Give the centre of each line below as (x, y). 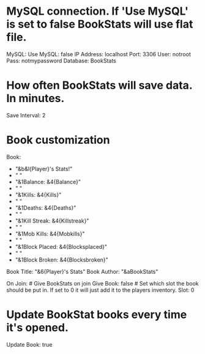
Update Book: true (29, 344)
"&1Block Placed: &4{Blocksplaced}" (61, 246)
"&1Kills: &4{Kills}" (38, 194)
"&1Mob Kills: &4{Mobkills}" (50, 234)
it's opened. (38, 328)
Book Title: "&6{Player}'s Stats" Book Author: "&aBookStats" (82, 271)
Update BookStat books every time (97, 315)
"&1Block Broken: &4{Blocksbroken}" (61, 260)
